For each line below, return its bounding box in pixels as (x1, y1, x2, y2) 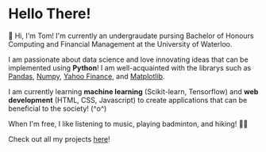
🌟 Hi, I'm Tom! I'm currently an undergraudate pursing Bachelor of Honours (8, 31, 254, 40)
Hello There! (8, 5, 91, 23)
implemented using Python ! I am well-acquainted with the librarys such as (8, 63, 252, 72)
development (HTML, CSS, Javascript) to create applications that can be (8, 95, 248, 104)
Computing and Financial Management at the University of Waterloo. (8, 39, 233, 48)
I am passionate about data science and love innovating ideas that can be (8, 55, 249, 64)
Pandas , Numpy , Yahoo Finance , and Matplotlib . (8, 71, 165, 81)
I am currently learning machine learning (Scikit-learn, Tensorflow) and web (8, 86, 259, 96)
